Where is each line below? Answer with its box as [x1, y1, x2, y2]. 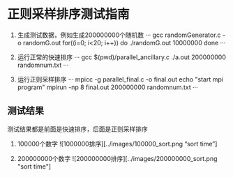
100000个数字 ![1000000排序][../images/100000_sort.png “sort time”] [17, 139, 218, 148]
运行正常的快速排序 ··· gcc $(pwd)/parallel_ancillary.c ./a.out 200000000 [17, 53, 227, 61]
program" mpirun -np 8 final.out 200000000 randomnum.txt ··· [17, 83, 199, 91]
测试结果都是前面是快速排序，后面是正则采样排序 [7, 125, 148, 133]
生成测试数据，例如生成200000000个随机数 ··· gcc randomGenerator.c [17, 31, 221, 39]
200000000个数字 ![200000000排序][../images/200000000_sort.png [17, 154, 218, 162]
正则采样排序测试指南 [7, 6, 130, 22]
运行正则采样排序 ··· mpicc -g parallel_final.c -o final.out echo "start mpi [17, 75, 223, 84]
